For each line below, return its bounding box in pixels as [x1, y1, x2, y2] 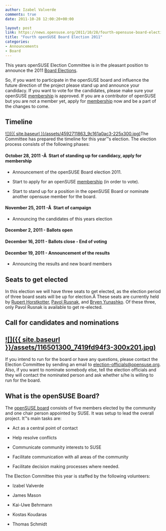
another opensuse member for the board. [12, 193, 97, 199]
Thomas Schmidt [12, 521, 47, 527]
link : [5, 30, 16, 35]
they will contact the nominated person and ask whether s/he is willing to [5, 372, 154, 378]
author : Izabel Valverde [5, 7, 56, 12]
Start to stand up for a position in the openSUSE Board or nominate [12, 188, 149, 194]
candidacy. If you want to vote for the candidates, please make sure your [5, 87, 154, 93]
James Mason [12, 492, 41, 498]
